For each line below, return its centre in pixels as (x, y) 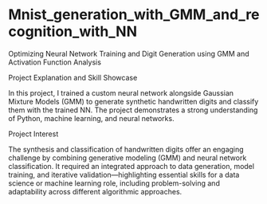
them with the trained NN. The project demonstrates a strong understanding (133, 110)
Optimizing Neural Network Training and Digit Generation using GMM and (129, 53)
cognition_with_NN (73, 31)
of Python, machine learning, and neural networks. (91, 118)
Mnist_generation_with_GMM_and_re (134, 15)
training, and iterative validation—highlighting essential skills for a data (124, 175)
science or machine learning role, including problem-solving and (114, 183)
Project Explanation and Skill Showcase (73, 77)
